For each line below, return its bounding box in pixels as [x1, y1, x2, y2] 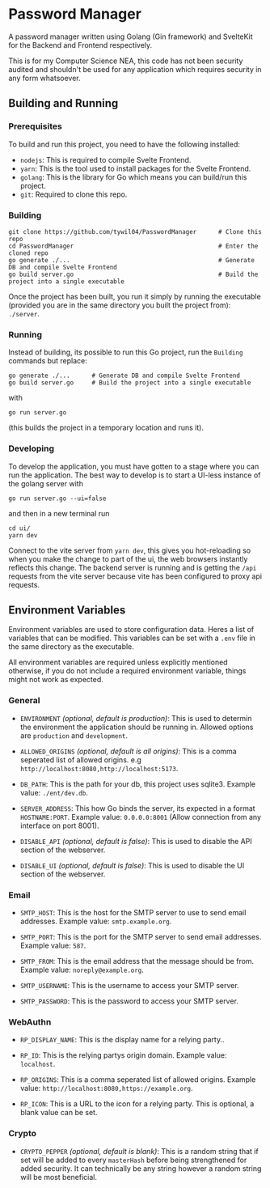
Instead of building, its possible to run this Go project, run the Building [8, 347, 243, 357]
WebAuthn [8, 1016, 52, 1028]
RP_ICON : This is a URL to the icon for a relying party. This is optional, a [19, 1099, 255, 1109]
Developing [8, 443, 55, 454]
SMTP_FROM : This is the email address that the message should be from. [19, 956, 255, 965]
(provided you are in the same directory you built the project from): [8, 300, 231, 310]
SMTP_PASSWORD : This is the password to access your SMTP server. [19, 996, 238, 1006]
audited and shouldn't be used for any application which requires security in [8, 64, 262, 74]
